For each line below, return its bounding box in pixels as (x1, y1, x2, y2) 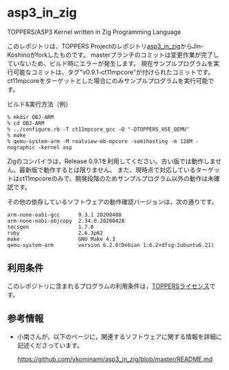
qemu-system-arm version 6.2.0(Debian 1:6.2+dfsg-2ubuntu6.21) (7, 241, 215, 248)
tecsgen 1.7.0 (7, 223, 94, 230)
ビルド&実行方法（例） (7, 100, 72, 108)
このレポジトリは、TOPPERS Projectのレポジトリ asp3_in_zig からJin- (7, 41, 204, 50)
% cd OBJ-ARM (7, 120, 45, 127)
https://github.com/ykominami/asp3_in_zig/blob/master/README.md (17, 355, 213, 363)
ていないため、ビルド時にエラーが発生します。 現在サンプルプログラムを (7, 59, 214, 67)
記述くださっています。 (17, 341, 83, 349)
